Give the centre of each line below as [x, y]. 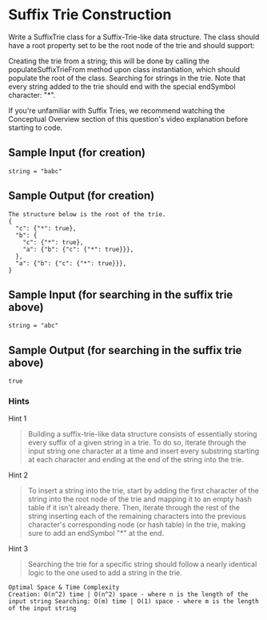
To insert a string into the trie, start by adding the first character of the [143, 491]
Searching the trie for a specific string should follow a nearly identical [142, 564]
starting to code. [36, 127]
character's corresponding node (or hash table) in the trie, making [137, 525]
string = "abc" [34, 326]
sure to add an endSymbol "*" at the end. [96, 533]
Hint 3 [18, 549]
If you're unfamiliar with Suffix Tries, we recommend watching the [117, 111]
